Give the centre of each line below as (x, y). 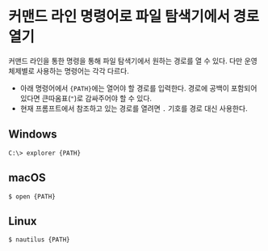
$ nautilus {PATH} (39, 240)
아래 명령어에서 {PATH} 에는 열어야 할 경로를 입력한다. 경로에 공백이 (125, 88)
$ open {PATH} (32, 196)
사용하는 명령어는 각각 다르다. (82, 70)
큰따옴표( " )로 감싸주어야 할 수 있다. (96, 98)
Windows (33, 134)
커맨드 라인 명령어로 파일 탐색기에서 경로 (134, 17)
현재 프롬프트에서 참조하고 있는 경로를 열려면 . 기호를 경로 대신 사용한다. (134, 108)
